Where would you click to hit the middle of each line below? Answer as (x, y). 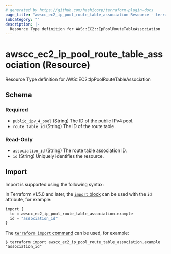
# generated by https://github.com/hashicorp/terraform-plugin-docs (79, 10)
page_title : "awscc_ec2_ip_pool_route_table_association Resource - (79, 15)
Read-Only (19, 139)
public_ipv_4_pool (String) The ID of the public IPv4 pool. (73, 121)
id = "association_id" (34, 218)
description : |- (22, 24)
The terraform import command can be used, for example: (67, 233)
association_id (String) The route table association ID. (70, 150)
